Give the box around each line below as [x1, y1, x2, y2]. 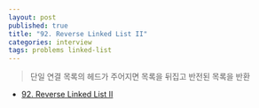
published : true [8, 21, 68, 30]
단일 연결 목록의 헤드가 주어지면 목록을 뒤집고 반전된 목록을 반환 [29, 72, 250, 82]
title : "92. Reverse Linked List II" [8, 29, 148, 38]
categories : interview [8, 37, 92, 47]
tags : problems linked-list [8, 46, 113, 55]
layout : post [8, 12, 57, 22]
